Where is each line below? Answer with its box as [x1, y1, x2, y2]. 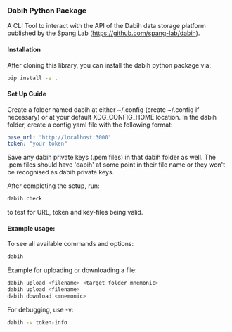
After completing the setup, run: [7, 181, 100, 190]
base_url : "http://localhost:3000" [7, 134, 112, 141]
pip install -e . [7, 75, 58, 82]
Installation [7, 45, 41, 53]
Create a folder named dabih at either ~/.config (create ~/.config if [7, 105, 200, 114]
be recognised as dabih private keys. [7, 168, 115, 177]
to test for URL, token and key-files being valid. [7, 208, 143, 217]
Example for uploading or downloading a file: [7, 266, 137, 274]
